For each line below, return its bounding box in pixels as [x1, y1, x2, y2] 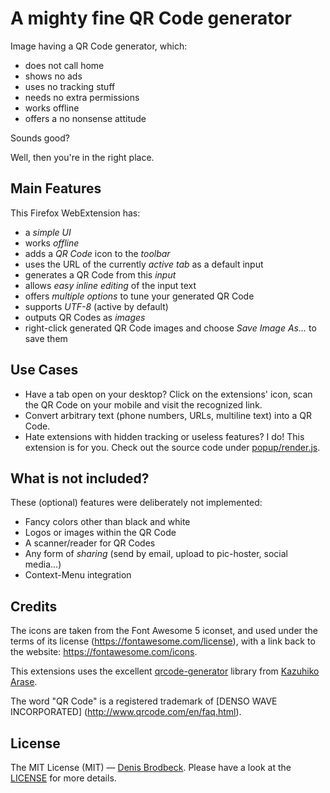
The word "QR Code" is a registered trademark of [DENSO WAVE [10, 695, 278, 707]
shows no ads [24, 70, 83, 82]
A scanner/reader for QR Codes [24, 537, 156, 549]
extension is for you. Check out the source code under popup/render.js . [24, 441, 321, 453]
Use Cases [10, 362, 79, 379]
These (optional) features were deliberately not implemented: [10, 497, 263, 509]
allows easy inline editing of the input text [24, 279, 197, 291]
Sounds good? [10, 132, 70, 144]
